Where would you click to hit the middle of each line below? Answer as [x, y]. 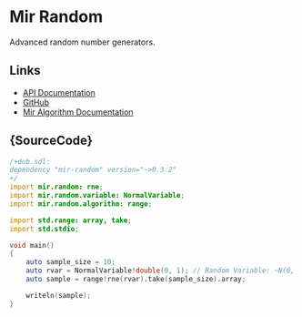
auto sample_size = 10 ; [71, 262]
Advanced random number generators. [83, 42]
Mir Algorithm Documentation [78, 112]
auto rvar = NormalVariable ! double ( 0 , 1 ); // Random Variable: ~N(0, [161, 271]
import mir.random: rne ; [56, 187]
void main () [32, 245]
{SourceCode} [51, 141]
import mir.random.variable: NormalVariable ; [97, 196]
